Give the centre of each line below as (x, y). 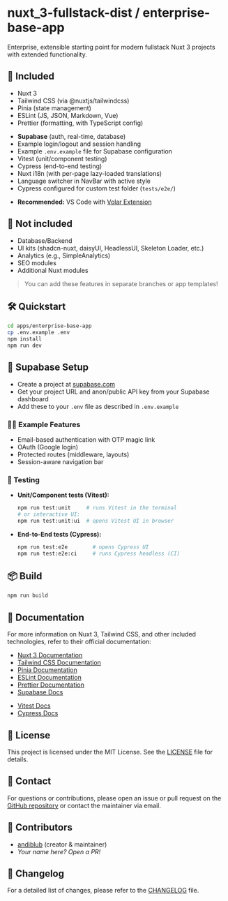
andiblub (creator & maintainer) (62, 844)
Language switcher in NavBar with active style (84, 181)
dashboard (33, 399)
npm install (24, 339)
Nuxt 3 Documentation (50, 655)
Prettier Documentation (51, 685)
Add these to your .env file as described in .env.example (98, 406)
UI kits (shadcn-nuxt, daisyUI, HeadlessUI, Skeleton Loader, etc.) (111, 248)
